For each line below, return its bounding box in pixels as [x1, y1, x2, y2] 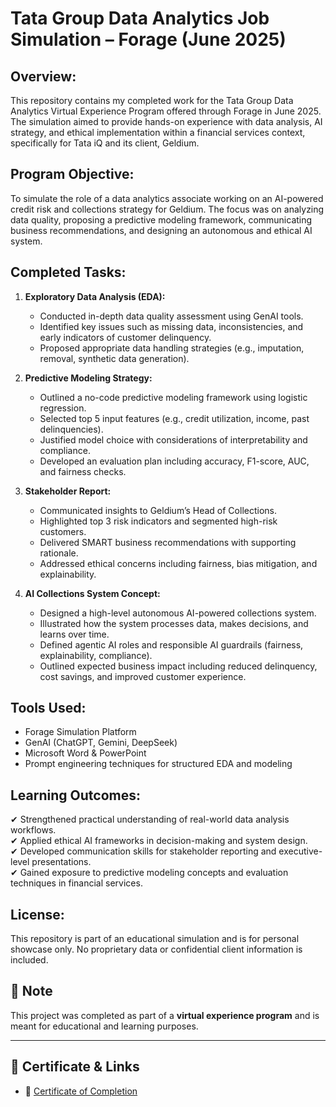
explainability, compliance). [39, 649, 153, 661]
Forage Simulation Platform [24, 726, 137, 738]
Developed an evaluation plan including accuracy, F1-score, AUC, [39, 455, 310, 467]
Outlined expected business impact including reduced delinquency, [39, 660, 318, 672]
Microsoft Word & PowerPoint [24, 747, 147, 759]
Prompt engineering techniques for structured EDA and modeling [24, 758, 293, 770]
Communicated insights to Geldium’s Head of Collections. [39, 504, 277, 516]
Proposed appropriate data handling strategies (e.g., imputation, [39, 342, 305, 354]
